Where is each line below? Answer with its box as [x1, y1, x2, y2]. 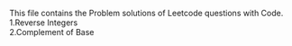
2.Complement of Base [9, 27, 95, 37]
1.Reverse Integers [9, 17, 78, 28]
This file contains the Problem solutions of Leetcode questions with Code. [9, 8, 284, 18]
